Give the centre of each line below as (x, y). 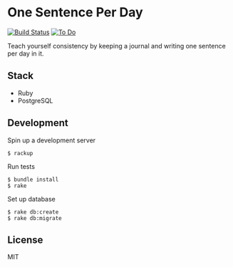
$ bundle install (33, 179)
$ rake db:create (33, 212)
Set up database (31, 199)
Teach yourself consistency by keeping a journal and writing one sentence (116, 46)
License (25, 240)
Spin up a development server (52, 140)
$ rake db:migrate (35, 218)
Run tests (21, 166)
